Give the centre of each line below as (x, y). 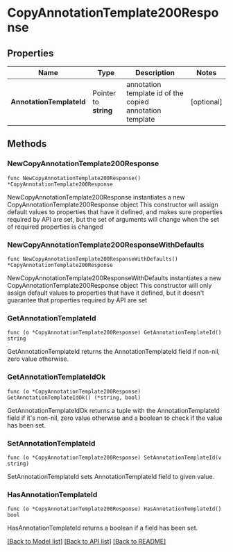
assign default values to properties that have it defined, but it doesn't (106, 293)
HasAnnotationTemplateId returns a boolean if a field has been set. (103, 528)
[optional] (206, 102)
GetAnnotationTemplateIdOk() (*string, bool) (74, 398)
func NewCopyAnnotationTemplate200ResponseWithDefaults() (93, 259)
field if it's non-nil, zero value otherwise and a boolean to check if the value (115, 418)
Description (155, 73)
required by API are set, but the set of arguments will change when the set (113, 219)
